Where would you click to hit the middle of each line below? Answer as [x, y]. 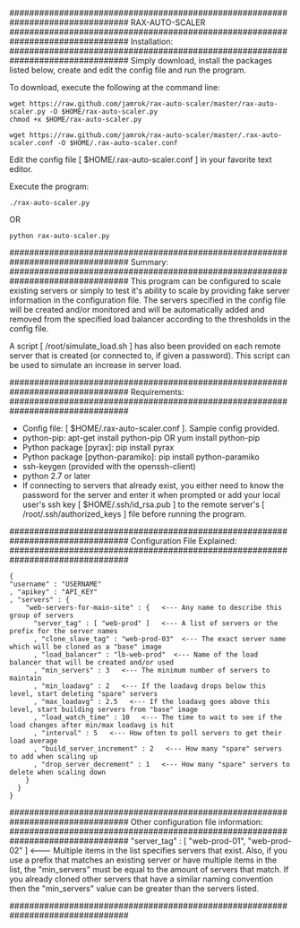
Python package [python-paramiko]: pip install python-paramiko [141, 457]
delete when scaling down [57, 772]
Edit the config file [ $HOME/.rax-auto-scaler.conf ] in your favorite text [141, 159]
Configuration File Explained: [184, 541]
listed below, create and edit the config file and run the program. [128, 70]
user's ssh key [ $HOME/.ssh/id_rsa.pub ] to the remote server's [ [143, 504]
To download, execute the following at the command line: [115, 87]
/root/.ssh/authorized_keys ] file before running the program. [134, 514]
